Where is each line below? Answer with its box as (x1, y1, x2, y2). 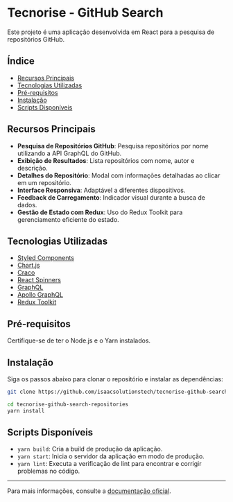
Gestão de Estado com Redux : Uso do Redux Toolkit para (17, 208, 183, 216)
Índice (7, 55, 35, 67)
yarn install (7, 407, 45, 414)
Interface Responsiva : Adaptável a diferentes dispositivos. (17, 186, 186, 194)
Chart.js (17, 261, 40, 270)
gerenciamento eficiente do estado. (17, 215, 119, 223)
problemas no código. (17, 467, 80, 476)
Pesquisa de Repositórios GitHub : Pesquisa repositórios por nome (17, 141, 209, 150)
